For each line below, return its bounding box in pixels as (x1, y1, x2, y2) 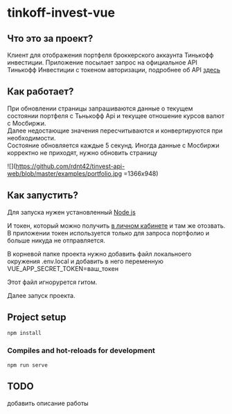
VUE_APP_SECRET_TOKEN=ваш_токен (7, 264, 119, 272)
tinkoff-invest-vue (7, 5, 116, 21)
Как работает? (7, 85, 74, 98)
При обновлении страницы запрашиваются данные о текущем (7, 104, 193, 113)
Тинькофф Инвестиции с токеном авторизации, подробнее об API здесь (7, 66, 220, 74)
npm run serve (7, 361, 48, 369)
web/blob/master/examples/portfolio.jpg (7, 169, 123, 178)
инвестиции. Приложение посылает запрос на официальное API (7, 58, 197, 67)
